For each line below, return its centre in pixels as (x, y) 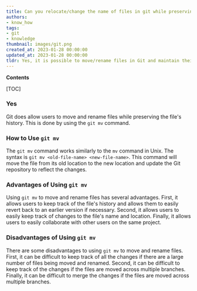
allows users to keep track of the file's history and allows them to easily (92, 204)
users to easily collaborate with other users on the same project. (84, 222)
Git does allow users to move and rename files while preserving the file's (94, 116)
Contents (18, 77)
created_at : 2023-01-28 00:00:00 (47, 50)
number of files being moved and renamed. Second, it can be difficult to (93, 263)
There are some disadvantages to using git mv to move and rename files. (95, 251)
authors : (17, 17)
